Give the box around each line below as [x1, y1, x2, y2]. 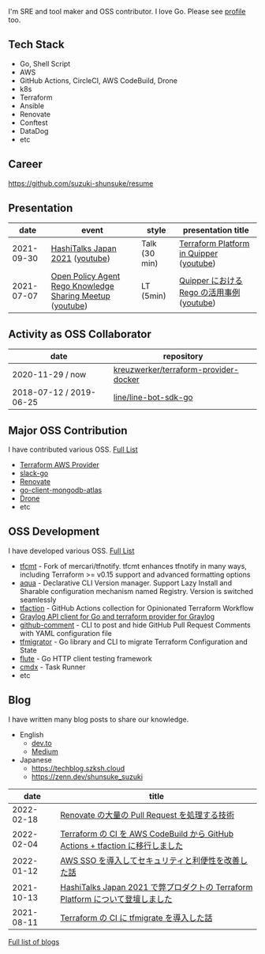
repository [162, 351, 203, 362]
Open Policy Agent [50, 271, 121, 282]
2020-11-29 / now [12, 369, 87, 380]
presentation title [182, 225, 250, 236]
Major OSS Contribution [8, 423, 128, 437]
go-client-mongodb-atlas [19, 486, 103, 495]
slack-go [19, 468, 49, 478]
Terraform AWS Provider [19, 460, 100, 470]
